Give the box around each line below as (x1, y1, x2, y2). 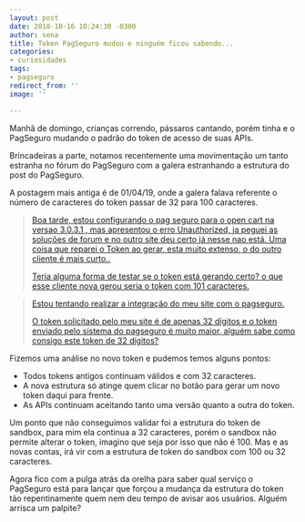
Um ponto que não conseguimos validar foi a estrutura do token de (9, 416, 261, 428)
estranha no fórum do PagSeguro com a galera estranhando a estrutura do (9, 159, 290, 170)
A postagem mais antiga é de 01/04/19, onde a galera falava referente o (9, 187, 278, 198)
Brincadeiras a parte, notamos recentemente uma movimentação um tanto (9, 149, 289, 160)
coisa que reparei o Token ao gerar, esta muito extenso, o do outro (31, 243, 282, 254)
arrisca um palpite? (9, 502, 82, 513)
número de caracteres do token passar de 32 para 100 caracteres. (9, 197, 259, 208)
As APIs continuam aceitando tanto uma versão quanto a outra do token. (22, 399, 295, 410)
